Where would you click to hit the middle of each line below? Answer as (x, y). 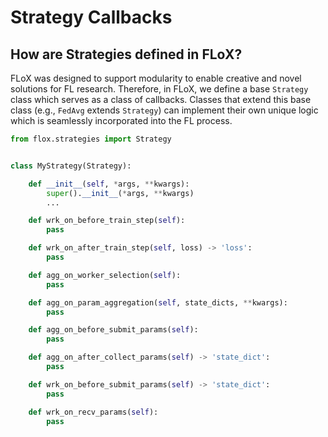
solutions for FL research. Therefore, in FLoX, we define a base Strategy (159, 89)
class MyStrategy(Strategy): (71, 166)
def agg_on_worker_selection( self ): (105, 275)
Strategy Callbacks (91, 17)
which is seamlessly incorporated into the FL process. (121, 120)
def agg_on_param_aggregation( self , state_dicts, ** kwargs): (158, 302)
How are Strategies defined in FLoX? (126, 54)
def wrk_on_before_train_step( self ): (107, 221)
